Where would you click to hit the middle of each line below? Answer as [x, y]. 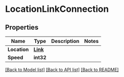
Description [65, 41]
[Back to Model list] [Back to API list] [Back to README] [62, 70]
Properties [22, 27]
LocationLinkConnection [57, 9]
